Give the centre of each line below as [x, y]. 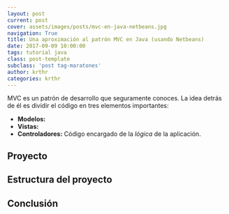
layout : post [26, 14]
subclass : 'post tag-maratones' [54, 66]
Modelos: [31, 119]
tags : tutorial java [37, 53]
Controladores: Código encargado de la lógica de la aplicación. [109, 134]
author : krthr [28, 72]
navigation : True [32, 33]
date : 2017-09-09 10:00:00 [46, 46]
